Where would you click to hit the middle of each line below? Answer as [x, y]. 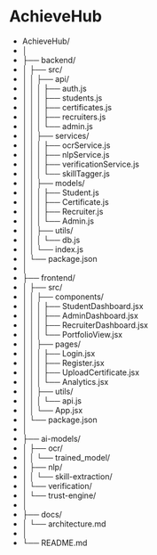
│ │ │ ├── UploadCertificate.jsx [81, 372]
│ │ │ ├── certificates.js [67, 107]
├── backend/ [49, 60]
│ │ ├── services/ [55, 135]
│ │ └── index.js [53, 249]
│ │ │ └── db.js [51, 240]
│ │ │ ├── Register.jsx [63, 363]
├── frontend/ [48, 277]
